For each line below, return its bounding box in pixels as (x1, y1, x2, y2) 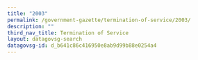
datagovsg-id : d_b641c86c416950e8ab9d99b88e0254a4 (7, 42, 157, 49)
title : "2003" (7, 10, 49, 17)
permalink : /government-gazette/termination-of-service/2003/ (7, 17, 191, 23)
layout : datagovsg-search (7, 36, 82, 43)
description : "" (7, 23, 54, 30)
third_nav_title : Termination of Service (7, 29, 129, 37)
